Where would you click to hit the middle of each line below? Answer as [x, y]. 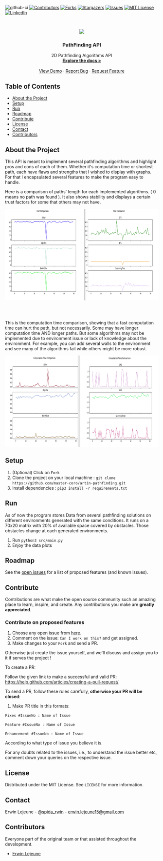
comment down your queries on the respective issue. [58, 758]
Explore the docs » [82, 60]
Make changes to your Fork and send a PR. [55, 643]
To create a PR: [20, 667]
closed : [13, 697]
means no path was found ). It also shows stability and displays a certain [78, 197]
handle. [13, 182]
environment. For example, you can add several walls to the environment [78, 343]
